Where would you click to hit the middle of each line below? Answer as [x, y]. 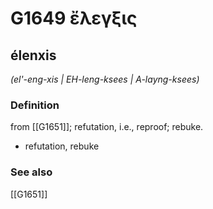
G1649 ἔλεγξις [74, 18]
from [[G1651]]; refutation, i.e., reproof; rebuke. [107, 127]
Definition [35, 105]
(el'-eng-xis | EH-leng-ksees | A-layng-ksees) [105, 79]
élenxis [33, 55]
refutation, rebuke [62, 146]
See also [31, 172]
